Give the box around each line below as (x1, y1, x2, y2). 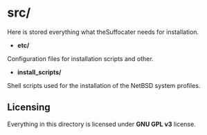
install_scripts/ (17, 68, 62, 76)
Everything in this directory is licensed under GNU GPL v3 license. (7, 120, 196, 128)
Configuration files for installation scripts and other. (7, 54, 154, 63)
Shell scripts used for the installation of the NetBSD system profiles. (7, 81, 201, 89)
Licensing (7, 102, 51, 114)
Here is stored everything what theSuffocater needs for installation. (7, 28, 199, 36)
